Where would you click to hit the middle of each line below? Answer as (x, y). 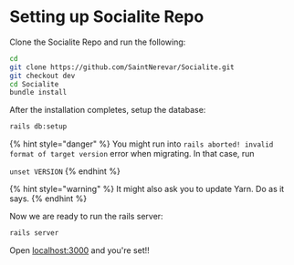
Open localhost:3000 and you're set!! (80, 250)
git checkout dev (42, 76)
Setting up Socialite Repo (107, 17)
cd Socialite (34, 84)
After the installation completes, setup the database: (108, 110)
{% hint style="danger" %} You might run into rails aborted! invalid (142, 144)
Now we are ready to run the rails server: (86, 217)
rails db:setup (38, 127)
